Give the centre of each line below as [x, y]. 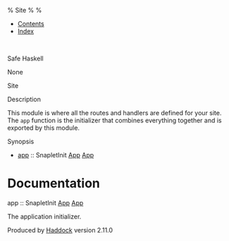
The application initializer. [44, 216]
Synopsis [21, 141]
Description [24, 99]
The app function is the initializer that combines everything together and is [114, 120]
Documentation [54, 184]
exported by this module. [43, 128]
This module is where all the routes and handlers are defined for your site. [114, 113]
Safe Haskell [25, 58]
